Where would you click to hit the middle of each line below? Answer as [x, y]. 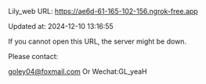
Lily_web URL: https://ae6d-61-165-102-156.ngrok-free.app [103, 11]
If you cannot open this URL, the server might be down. [97, 41]
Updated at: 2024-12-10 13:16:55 [61, 26]
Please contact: [33, 56]
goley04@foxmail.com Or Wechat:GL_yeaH [78, 72]
